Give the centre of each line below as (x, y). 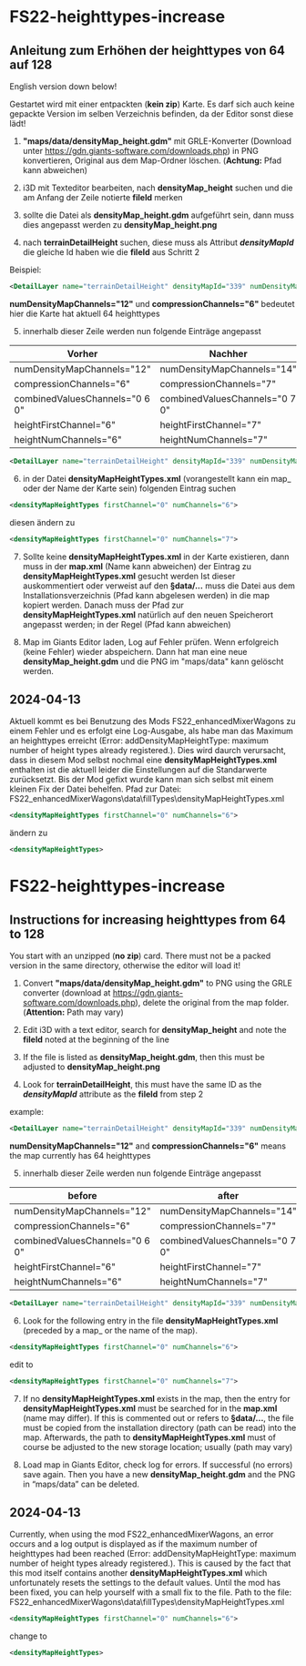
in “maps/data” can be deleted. (81, 1484)
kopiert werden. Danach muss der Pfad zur (103, 605)
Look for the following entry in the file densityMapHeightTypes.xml (150, 1320)
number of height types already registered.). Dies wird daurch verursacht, (148, 751)
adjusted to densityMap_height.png (92, 1067)
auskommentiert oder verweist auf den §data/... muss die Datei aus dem (159, 586)
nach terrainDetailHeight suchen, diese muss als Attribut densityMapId (158, 242)
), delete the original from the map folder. (212, 1003)
